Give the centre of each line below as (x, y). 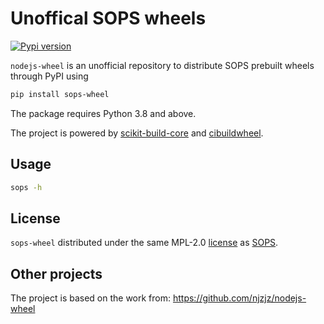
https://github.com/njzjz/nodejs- (239, 298)
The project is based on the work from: (91, 298)
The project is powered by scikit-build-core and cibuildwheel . (137, 133)
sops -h (26, 187)
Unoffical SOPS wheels (108, 18)
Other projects (56, 273)
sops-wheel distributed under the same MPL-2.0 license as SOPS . (144, 243)
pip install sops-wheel (60, 94)
